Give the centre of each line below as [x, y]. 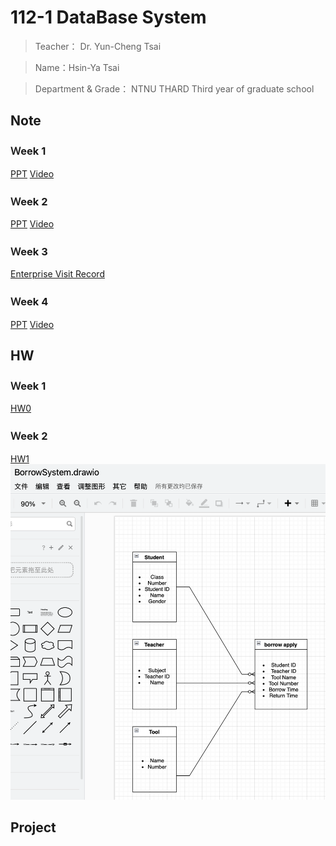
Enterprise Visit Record [57, 274]
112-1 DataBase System [108, 17]
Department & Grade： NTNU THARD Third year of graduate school [174, 88]
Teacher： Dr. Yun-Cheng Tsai [98, 46]
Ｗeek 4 [29, 302]
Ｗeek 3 [29, 251]
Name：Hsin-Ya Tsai [77, 67]
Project [33, 827]
